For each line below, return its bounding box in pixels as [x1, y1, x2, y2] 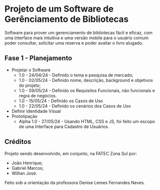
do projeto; [18, 82, 41, 88]
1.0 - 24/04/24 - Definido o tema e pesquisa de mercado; [18, 72, 134, 78]
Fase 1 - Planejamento [4, 54, 72, 63]
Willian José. [11, 170, 37, 176]
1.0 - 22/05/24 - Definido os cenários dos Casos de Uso [18, 103, 131, 109]
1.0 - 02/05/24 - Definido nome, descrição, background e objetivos [18, 77, 153, 83]
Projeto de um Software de [4, 3, 114, 15]
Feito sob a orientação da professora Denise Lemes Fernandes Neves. [4, 179, 145, 185]
